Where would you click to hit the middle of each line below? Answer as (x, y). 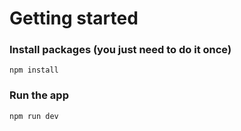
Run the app (39, 95)
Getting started (74, 18)
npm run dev (34, 116)
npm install (34, 70)
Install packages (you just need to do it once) (120, 50)
